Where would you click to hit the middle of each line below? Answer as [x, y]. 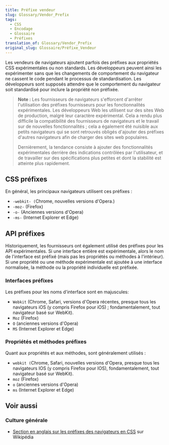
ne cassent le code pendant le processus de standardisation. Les [73, 78]
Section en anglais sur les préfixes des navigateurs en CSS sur [78, 431]
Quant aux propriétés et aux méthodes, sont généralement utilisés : [76, 353]
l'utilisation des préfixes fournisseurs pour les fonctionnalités [81, 104]
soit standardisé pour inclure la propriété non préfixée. [62, 89]
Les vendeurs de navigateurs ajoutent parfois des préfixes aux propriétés [82, 62]
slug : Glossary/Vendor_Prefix [37, 15]
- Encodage [21, 29]
